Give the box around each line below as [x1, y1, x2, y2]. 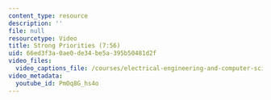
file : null [8, 27, 45, 35]
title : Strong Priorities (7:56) [8, 42, 121, 50]
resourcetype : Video [8, 34, 78, 43]
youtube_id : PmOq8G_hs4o [15, 79, 99, 87]
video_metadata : [8, 72, 63, 80]
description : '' [8, 19, 63, 27]
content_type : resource [8, 11, 89, 20]
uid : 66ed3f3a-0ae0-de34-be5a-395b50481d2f [8, 49, 157, 57]
